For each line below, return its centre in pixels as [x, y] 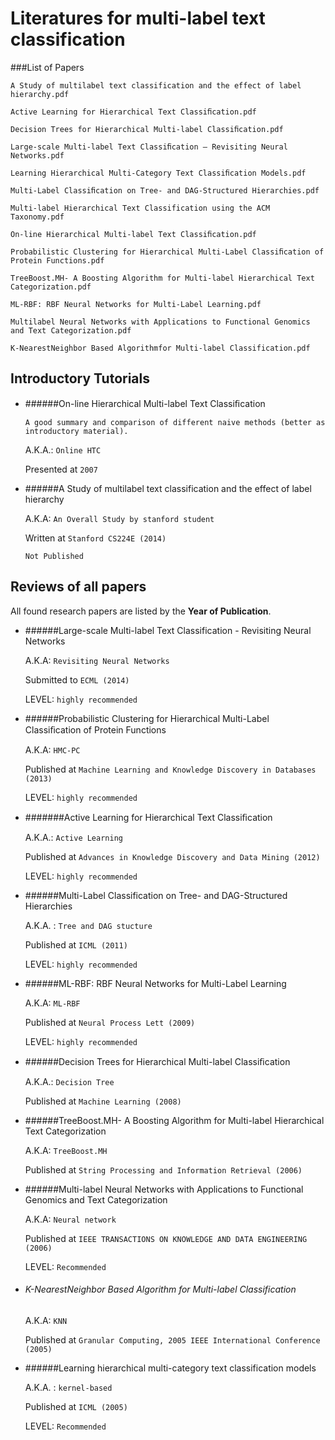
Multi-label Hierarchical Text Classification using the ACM [140, 208]
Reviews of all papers [78, 587]
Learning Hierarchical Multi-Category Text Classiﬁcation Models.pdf [158, 173]
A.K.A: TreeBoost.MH [66, 1150]
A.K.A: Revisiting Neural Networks [97, 660]
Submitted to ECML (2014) [77, 679]
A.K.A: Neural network [70, 1219]
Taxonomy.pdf [37, 217]
